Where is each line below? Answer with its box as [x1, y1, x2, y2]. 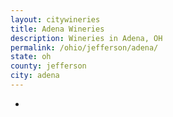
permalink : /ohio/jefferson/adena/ [10, 42, 159, 53]
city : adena [10, 71, 60, 81]
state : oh [10, 52, 52, 62]
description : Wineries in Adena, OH [10, 33, 163, 43]
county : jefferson [10, 61, 87, 71]
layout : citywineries [10, 14, 101, 25]
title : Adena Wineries [10, 24, 105, 34]
